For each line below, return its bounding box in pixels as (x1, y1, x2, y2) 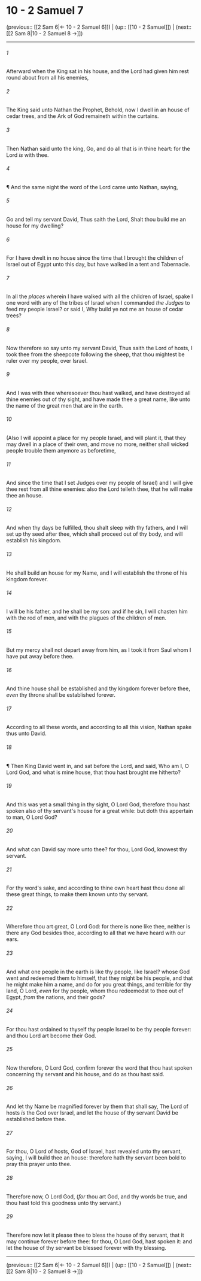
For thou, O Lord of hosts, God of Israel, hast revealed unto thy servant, (6, 1148, 182, 1155)
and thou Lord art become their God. (6, 1032, 97, 1039)
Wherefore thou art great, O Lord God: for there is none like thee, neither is (6, 923, 190, 930)
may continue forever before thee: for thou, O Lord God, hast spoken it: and (6, 1237, 193, 1245)
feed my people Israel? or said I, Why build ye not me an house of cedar (6, 306, 184, 313)
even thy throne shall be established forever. (6, 691, 115, 699)
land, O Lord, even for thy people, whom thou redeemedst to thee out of (6, 987, 184, 994)
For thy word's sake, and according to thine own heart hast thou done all (6, 884, 185, 892)
